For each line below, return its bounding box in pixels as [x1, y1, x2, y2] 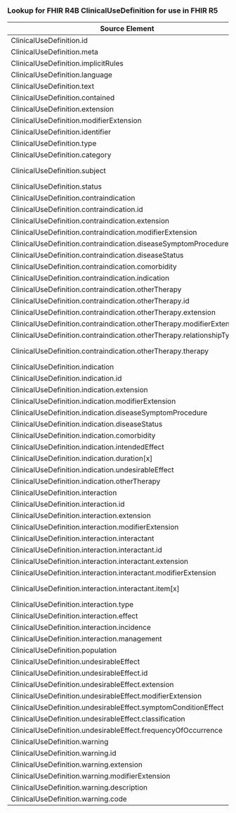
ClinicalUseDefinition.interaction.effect [11, 611, 138, 621]
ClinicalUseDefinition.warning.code [11, 794, 128, 804]
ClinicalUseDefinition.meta [11, 47, 98, 57]
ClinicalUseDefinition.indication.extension [11, 385, 149, 395]
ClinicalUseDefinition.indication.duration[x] [11, 453, 153, 463]
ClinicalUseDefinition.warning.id [11, 748, 117, 758]
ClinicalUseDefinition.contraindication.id [11, 205, 143, 215]
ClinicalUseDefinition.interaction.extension [11, 511, 151, 521]
